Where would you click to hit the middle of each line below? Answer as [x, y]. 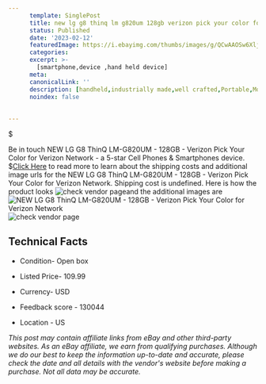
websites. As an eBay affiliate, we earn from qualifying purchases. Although [133, 346]
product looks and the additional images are [116, 192]
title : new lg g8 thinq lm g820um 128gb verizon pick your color [139, 23]
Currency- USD [45, 291]
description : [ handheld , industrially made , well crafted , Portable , [141, 89]
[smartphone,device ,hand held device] [103, 67]
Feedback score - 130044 [62, 307]
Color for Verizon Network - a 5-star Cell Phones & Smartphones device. [127, 158]
